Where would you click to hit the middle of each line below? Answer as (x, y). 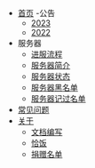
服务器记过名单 (58, 99)
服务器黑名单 (54, 88)
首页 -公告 (36, 13)
